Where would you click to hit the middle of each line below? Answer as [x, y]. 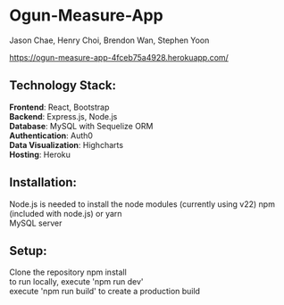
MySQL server [36, 223]
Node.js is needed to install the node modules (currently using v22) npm [142, 204]
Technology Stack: [63, 86]
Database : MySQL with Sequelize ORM [81, 126]
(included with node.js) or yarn [66, 213]
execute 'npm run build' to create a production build [105, 292]
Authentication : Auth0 [51, 136]
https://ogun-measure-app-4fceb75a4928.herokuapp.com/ [119, 57]
